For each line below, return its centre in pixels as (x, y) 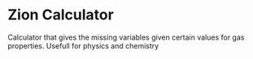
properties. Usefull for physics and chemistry (83, 45)
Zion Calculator (61, 15)
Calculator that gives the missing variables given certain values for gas (126, 37)
